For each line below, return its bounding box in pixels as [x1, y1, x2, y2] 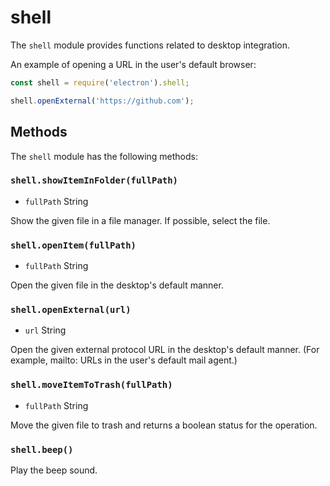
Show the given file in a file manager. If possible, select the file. [10, 214, 271, 226]
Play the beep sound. [10, 464, 98, 476]
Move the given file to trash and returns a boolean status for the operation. [10, 419, 318, 431]
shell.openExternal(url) [10, 304, 132, 316]
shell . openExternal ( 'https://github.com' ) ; [10, 96, 195, 106]
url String [24, 324, 67, 336]
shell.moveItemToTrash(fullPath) [10, 379, 173, 391]
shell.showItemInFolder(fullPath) [10, 175, 178, 186]
